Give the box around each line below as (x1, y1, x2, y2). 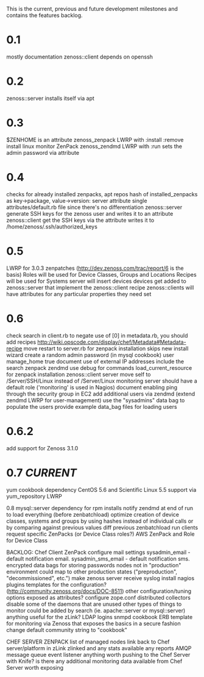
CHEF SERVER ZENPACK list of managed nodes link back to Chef (6, 638, 170, 645)
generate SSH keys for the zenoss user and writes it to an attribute (6, 210, 174, 217)
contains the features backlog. (6, 12, 83, 19)
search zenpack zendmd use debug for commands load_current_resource (6, 364, 192, 371)
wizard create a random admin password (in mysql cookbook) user (6, 351, 175, 358)
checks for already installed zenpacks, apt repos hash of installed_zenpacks (6, 190, 198, 197)
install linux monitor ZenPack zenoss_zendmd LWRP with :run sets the (6, 143, 183, 150)
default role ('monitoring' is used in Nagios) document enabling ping (6, 383, 178, 391)
